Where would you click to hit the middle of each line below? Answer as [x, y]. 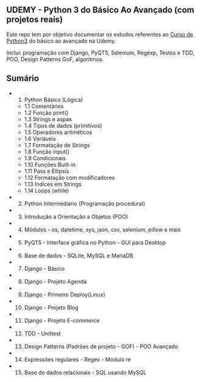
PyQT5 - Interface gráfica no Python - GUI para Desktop [95, 242]
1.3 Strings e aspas [48, 119]
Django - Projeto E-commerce [62, 320]
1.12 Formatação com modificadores [70, 177]
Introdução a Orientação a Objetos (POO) [76, 216]
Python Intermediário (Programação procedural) [84, 204]
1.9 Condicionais [45, 158]
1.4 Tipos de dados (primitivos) [63, 125]
